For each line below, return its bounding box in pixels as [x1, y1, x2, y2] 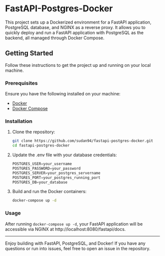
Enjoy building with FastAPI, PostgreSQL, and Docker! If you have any [5, 240, 146, 246]
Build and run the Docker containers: [12, 189, 87, 195]
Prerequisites [5, 80, 38, 86]
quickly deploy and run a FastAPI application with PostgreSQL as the [5, 29, 144, 35]
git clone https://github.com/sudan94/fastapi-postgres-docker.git [12, 139, 153, 143]
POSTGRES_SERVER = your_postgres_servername [12, 171, 101, 175]
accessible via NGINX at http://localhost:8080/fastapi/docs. [5, 226, 126, 232]
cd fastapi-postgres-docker [12, 143, 70, 148]
